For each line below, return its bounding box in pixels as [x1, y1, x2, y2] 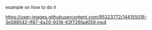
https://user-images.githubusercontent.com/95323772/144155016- [5, 14, 147, 19]
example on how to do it [5, 4, 56, 10]
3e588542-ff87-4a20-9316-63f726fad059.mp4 [5, 19, 107, 25]
